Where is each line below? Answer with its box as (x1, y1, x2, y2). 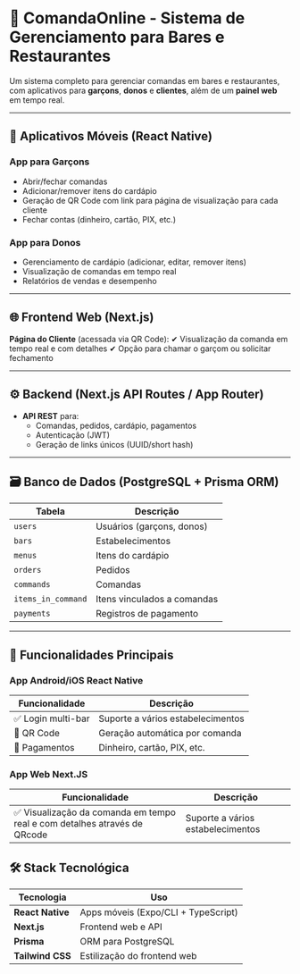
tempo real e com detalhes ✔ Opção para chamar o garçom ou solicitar (9, 343, 271, 354)
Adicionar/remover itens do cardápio (21, 185, 158, 196)
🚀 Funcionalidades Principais (9, 647, 174, 662)
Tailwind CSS (13, 950, 71, 962)
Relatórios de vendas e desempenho (21, 275, 158, 286)
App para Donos (9, 236, 81, 248)
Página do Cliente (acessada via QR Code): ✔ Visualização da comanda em (9, 333, 288, 344)
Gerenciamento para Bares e (9, 27, 225, 47)
